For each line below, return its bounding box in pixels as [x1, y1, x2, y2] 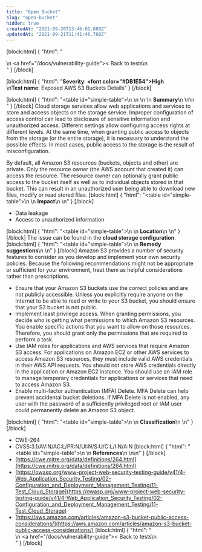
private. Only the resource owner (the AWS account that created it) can [6, 166, 184, 173]
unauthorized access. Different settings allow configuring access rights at [6, 122, 191, 129]
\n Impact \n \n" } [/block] [30, 198, 94, 205]
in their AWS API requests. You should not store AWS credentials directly [15, 361, 197, 369]
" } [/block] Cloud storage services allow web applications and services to [6, 102, 191, 110]
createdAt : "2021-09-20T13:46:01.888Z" [6, 25, 107, 32]
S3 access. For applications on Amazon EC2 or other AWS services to [15, 349, 189, 356]
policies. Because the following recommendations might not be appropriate [6, 260, 194, 267]
